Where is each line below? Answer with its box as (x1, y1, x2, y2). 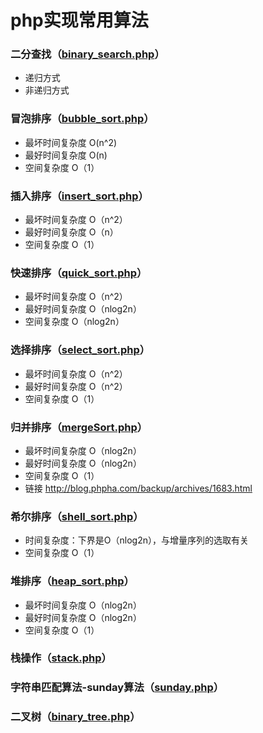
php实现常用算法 (10, 9, 149, 32)
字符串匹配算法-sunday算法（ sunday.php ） (10, 681, 225, 695)
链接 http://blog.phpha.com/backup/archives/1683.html (24, 482, 253, 494)
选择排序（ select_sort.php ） (10, 343, 151, 357)
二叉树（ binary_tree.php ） (10, 710, 141, 724)
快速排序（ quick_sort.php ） (10, 266, 148, 280)
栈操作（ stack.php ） (10, 651, 112, 665)
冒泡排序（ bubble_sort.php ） (10, 112, 155, 126)
